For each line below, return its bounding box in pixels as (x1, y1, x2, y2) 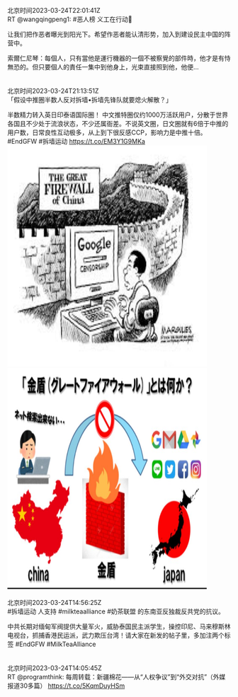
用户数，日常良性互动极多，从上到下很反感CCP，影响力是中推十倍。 (7, 128, 207, 137)
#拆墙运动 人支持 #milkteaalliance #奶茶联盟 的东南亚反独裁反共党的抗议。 (7, 607, 225, 616)
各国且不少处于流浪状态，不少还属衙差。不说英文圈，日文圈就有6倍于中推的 (7, 120, 229, 127)
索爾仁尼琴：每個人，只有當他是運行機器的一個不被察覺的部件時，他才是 (7, 54, 218, 62)
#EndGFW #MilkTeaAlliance (15, 640, 96, 648)
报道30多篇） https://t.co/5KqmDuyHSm (7, 681, 125, 690)
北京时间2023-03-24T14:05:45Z (7, 664, 102, 672)
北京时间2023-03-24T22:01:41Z (7, 6, 101, 14)
